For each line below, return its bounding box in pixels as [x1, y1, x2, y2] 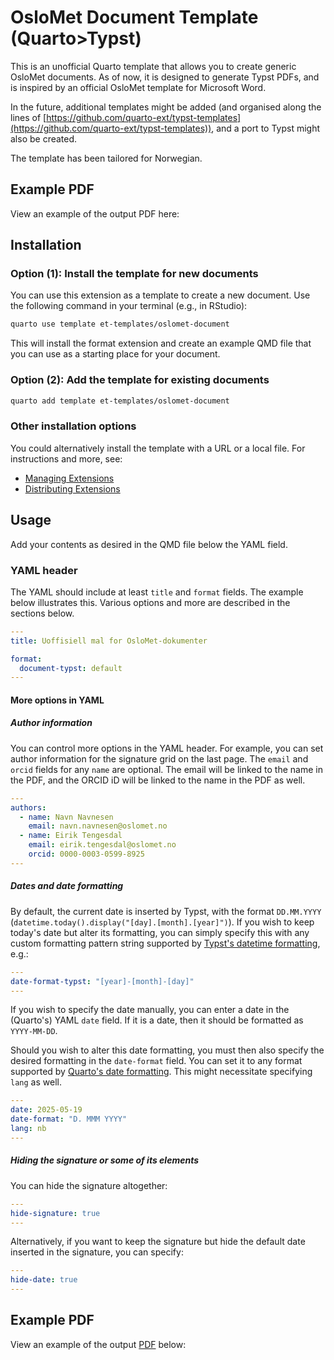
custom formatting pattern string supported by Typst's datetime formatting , [10, 937, 321, 949]
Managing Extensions [24, 472, 115, 484]
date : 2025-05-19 [10, 1105, 83, 1115]
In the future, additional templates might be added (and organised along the [10, 101, 322, 113]
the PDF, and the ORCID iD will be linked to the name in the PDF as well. [10, 774, 306, 786]
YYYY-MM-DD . [10, 1025, 58, 1037]
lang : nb [10, 1124, 47, 1134]
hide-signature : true [10, 1208, 101, 1218]
